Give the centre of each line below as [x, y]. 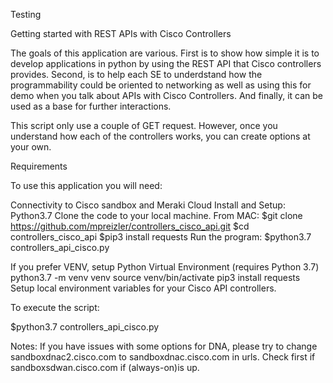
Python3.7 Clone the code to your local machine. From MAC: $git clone [156, 215]
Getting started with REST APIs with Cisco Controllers [121, 33]
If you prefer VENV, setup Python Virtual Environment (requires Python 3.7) [165, 267]
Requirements [39, 166]
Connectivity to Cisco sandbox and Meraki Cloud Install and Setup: [148, 205]
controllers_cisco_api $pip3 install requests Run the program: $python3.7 [161, 237]
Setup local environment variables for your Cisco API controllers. [143, 288]
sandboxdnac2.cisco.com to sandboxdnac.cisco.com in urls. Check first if [163, 357]
